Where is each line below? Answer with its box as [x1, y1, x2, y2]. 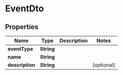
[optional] [92, 62, 115, 68]
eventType [7, 45, 34, 52]
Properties [5, 23, 39, 31]
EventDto [5, 3, 44, 14]
